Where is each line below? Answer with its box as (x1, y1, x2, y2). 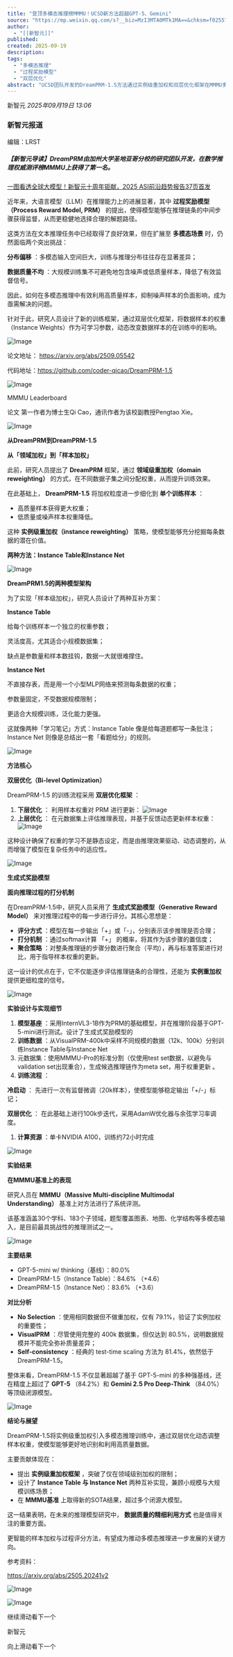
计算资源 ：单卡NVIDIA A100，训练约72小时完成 (17, 1133, 155, 1141)
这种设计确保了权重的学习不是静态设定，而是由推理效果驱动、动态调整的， (7, 836, 220, 845)
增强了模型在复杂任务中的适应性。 (12, 845, 111, 853)
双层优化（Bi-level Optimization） (7, 776, 106, 784)
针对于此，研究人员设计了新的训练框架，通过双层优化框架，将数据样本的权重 (7, 314, 226, 323)
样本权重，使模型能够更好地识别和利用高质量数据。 (7, 1440, 153, 1448)
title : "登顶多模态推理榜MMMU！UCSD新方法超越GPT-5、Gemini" (7, 10, 172, 17)
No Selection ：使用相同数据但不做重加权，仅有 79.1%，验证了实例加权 (17, 1312, 221, 1321)
